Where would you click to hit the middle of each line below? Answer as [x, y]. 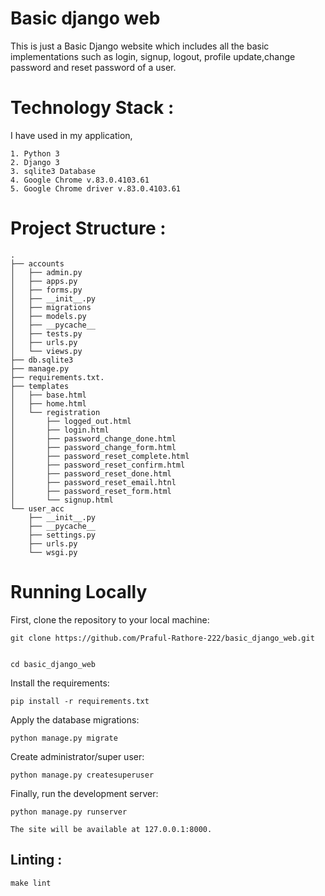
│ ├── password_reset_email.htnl [93, 482]
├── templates [40, 386]
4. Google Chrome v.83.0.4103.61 [80, 180]
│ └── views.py [46, 351]
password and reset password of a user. [93, 67]
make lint [31, 883]
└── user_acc [37, 508]
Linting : [36, 860]
